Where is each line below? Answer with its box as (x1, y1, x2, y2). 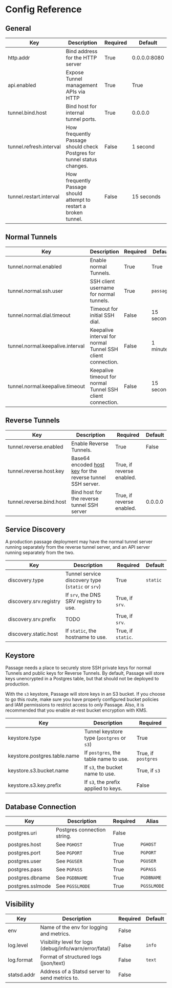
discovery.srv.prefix (8, 616, 56, 623)
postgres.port (8, 849, 41, 856)
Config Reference (5, 4, 82, 15)
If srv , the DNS (65, 591, 101, 598)
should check (66, 143, 98, 150)
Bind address (66, 48, 98, 55)
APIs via (66, 88, 85, 95)
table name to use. (84, 756, 129, 763)
